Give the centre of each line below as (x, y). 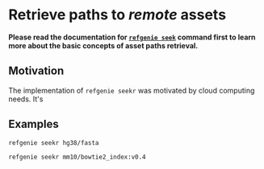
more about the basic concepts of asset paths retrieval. (103, 45)
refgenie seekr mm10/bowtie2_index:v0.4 (78, 157)
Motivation (36, 71)
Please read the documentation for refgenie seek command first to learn (132, 37)
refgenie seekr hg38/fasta (54, 142)
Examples (34, 124)
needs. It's (26, 99)
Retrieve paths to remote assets (117, 15)
